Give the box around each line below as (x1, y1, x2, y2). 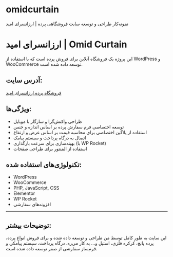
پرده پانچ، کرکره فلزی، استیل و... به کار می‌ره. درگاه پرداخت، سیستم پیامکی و (6, 240, 154, 246)
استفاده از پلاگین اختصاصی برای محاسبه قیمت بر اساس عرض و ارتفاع (13, 129, 147, 135)
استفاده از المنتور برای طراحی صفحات (13, 145, 87, 152)
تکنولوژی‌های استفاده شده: (6, 160, 82, 169)
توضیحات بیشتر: (6, 221, 52, 230)
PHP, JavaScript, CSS (13, 185, 60, 191)
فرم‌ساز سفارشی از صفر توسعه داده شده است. (6, 246, 98, 252)
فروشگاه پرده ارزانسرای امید (6, 89, 62, 96)
